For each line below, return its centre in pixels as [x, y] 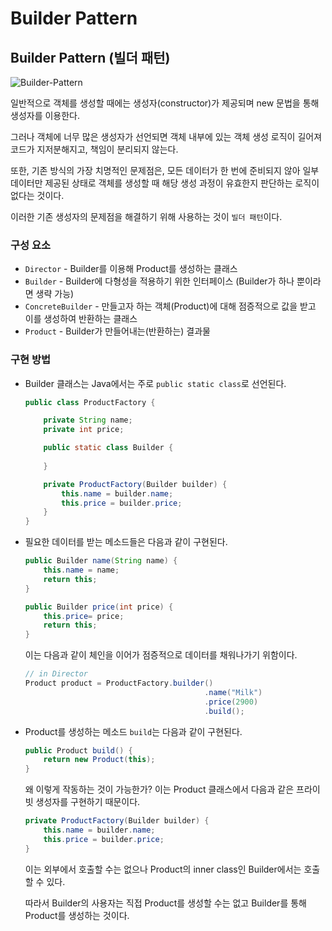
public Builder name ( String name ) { [101, 561]
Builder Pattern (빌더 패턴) [90, 57]
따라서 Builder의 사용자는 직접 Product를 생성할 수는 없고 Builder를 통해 [165, 903]
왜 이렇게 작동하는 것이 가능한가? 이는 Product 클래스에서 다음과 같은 [159, 789]
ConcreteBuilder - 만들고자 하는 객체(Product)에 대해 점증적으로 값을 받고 [170, 306]
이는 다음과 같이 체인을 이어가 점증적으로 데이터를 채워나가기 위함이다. [161, 655]
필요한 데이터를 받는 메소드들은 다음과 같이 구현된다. [126, 542]
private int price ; [84, 430]
